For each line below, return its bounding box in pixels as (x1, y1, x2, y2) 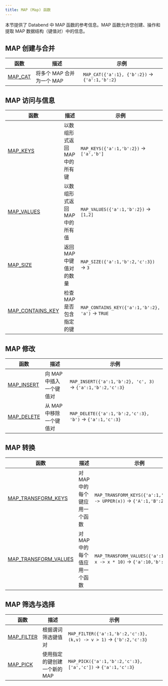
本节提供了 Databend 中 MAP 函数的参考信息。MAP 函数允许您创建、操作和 (5, 22, 161, 28)
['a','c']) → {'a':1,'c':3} (68, 663, 135, 670)
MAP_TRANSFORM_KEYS (7, 495, 68, 502)
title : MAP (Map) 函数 (5, 7, 51, 13)
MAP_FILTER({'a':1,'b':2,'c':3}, (68, 631, 148, 636)
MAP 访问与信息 (5, 96, 55, 104)
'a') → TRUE (80, 310, 109, 317)
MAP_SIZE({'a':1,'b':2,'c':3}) (80, 259, 155, 265)
